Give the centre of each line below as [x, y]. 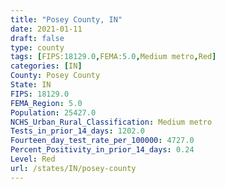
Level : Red [33, 159]
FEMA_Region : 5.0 [46, 103]
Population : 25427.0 [53, 112]
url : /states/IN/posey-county [73, 168]
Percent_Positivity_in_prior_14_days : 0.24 [102, 150]
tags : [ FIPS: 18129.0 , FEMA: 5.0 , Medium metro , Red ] [113, 57]
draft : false [37, 38]
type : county [37, 47]
